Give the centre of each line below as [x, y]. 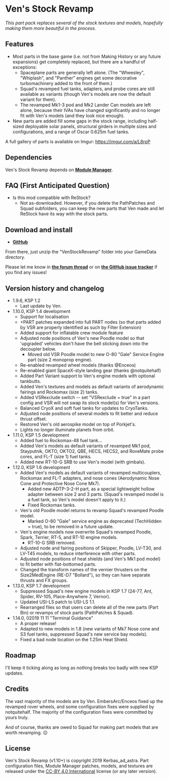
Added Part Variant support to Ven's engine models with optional [88, 376]
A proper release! [38, 623]
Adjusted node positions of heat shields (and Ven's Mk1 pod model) [90, 559]
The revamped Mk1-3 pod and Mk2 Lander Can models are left [86, 105]
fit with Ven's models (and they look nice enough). [72, 115]
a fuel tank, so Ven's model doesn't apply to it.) [77, 500]
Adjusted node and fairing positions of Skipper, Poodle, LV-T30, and [91, 548]
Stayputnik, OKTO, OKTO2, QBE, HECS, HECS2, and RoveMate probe [92, 451]
